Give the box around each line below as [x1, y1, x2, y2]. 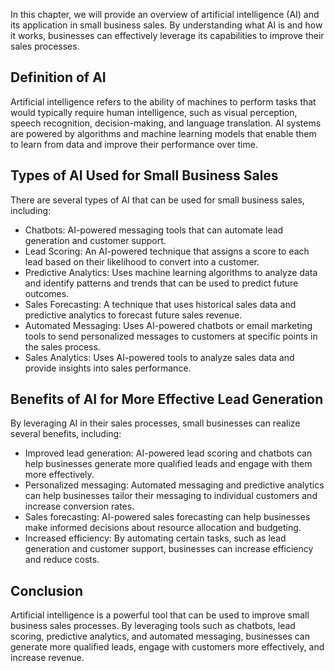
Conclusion [10, 582, 84, 599]
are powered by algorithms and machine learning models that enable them [10, 127, 317, 139]
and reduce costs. [24, 554, 100, 566]
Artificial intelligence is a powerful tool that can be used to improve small [10, 609, 310, 621]
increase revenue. [10, 652, 85, 664]
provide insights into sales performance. [24, 362, 192, 374]
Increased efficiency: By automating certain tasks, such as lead [24, 532, 287, 544]
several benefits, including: [10, 428, 122, 440]
